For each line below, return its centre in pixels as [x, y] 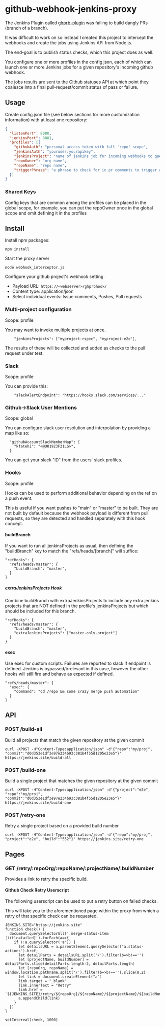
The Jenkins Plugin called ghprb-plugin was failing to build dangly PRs [77, 23]
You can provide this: [27, 386]
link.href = [30, 990]
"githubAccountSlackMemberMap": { [45, 442]
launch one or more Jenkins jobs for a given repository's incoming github [79, 67]
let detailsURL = [36, 947]
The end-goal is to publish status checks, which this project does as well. [79, 52]
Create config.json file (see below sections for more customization [72, 114]
